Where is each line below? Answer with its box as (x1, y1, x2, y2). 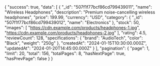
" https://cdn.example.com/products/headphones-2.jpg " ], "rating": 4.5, (4, 30, 147, 35)
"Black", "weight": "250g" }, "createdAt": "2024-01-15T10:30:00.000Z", (4, 40, 147, 46)
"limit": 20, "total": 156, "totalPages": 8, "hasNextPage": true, (4, 50, 126, 56)
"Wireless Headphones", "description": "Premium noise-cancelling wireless (4, 9, 156, 15)
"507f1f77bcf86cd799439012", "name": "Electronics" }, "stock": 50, (4, 19, 140, 25)
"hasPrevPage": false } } (4, 56, 53, 61)
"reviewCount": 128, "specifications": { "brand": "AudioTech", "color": (4, 35, 144, 41)
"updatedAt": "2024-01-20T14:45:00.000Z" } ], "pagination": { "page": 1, (4, 46, 150, 51)
